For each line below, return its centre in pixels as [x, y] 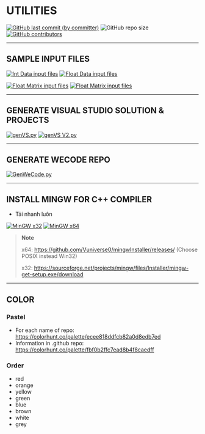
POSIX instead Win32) [49, 256]
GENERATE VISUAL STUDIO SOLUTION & [85, 111]
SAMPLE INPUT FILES [48, 59]
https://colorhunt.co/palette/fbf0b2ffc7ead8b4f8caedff [85, 350]
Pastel [16, 317]
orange [24, 385]
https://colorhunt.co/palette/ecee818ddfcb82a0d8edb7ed [88, 336]
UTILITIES [32, 11]
